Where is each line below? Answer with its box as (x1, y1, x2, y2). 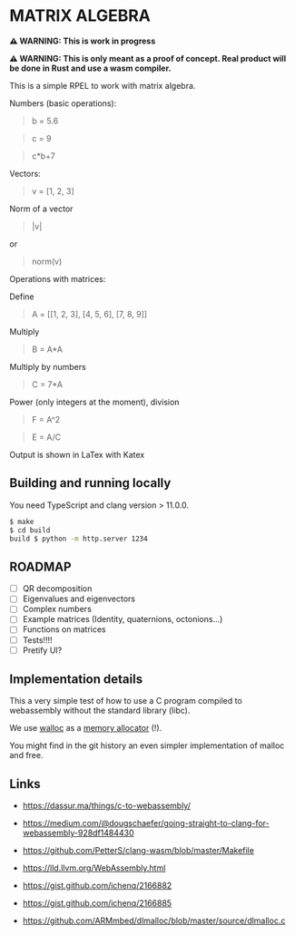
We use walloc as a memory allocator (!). (9, 723, 162, 734)
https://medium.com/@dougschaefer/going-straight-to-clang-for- (22, 818, 270, 829)
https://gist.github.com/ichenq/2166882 (22, 881, 172, 891)
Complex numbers (22, 604, 93, 615)
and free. (9, 750, 44, 761)
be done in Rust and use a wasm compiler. (9, 63, 172, 73)
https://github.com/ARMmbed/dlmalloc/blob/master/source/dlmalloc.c (22, 915, 286, 926)
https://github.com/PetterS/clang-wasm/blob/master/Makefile (22, 845, 254, 856)
